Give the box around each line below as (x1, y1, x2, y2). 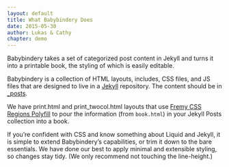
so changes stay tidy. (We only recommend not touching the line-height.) (7, 152, 213, 161)
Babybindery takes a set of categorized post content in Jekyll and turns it (7, 54, 214, 62)
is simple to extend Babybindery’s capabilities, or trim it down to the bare (7, 138, 213, 146)
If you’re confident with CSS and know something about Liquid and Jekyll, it (7, 131, 221, 139)
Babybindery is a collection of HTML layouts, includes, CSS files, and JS (7, 75, 211, 83)
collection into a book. (7, 117, 70, 125)
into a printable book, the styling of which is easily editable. (7, 62, 174, 70)
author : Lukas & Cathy (7, 29, 72, 36)
